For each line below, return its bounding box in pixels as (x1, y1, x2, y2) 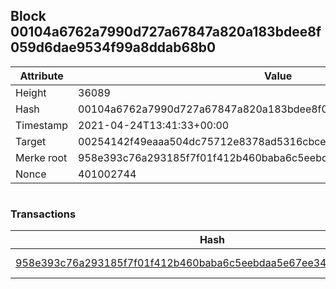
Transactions (10, 207, 77, 221)
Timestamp (15, 118, 69, 132)
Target (15, 134, 47, 148)
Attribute (19, 69, 64, 83)
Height (15, 85, 47, 99)
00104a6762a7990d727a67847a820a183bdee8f (10, 24, 322, 41)
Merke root (15, 150, 68, 164)
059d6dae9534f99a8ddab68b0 (10, 39, 217, 56)
